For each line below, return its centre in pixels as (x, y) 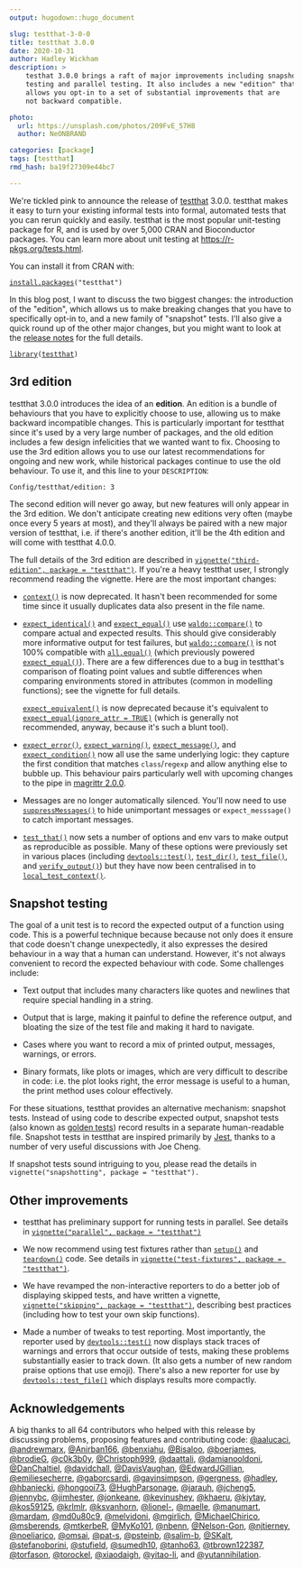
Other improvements (69, 1200)
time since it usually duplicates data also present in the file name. (143, 606)
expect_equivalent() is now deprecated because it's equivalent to (145, 708)
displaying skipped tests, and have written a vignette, (121, 1296)
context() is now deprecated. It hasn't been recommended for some (150, 596)
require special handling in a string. (87, 1000)
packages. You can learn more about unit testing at (104, 239)
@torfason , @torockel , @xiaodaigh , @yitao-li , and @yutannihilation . (135, 1555)
